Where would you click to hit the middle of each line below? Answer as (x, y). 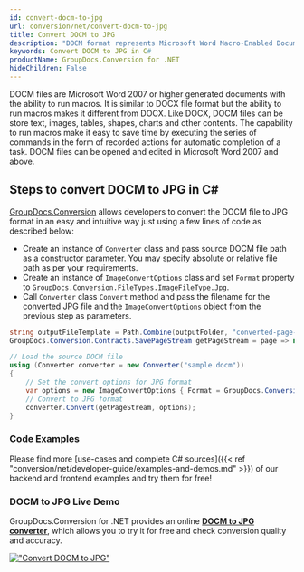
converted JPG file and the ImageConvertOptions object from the (142, 306)
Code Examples (44, 439)
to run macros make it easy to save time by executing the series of (133, 132)
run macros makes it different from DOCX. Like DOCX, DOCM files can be (146, 113)
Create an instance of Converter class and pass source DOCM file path (154, 248)
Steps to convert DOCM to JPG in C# (114, 190)
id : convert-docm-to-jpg (56, 18)
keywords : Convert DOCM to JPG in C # (81, 52)
